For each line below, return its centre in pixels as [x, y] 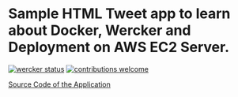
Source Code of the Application [59, 84]
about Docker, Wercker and [100, 30]
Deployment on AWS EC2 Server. [119, 47]
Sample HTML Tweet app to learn [119, 14]
